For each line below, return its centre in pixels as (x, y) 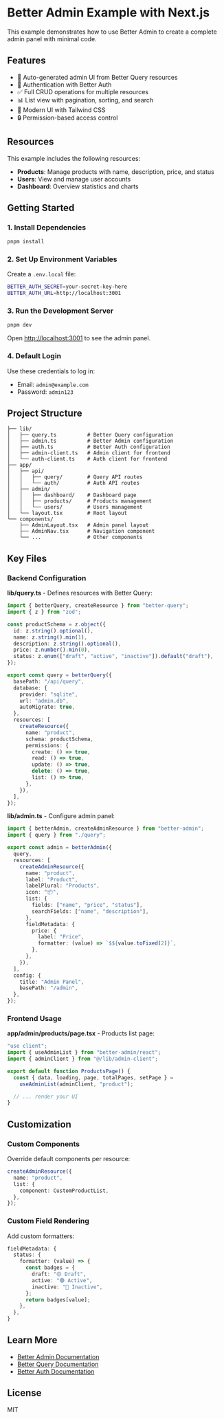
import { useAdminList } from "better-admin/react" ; (84, 1053)
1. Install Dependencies (47, 227)
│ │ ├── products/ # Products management (80, 501)
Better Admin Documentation (58, 1356)
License (24, 1393)
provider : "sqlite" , (49, 694)
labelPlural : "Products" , (62, 886)
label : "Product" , (52, 879)
